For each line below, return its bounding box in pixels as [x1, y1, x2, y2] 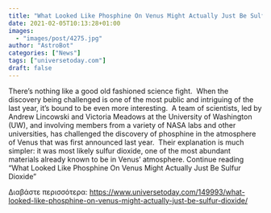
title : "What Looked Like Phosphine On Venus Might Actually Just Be [8, 11, 248, 20]
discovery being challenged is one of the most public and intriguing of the [8, 94, 254, 104]
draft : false [8, 64, 52, 72]
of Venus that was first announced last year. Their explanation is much [8, 137, 244, 147]
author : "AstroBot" [8, 42, 74, 50]
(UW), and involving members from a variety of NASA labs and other [8, 120, 236, 129]
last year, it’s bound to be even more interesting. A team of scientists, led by [8, 103, 262, 113]
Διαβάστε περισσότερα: [8, 186, 88, 197]
